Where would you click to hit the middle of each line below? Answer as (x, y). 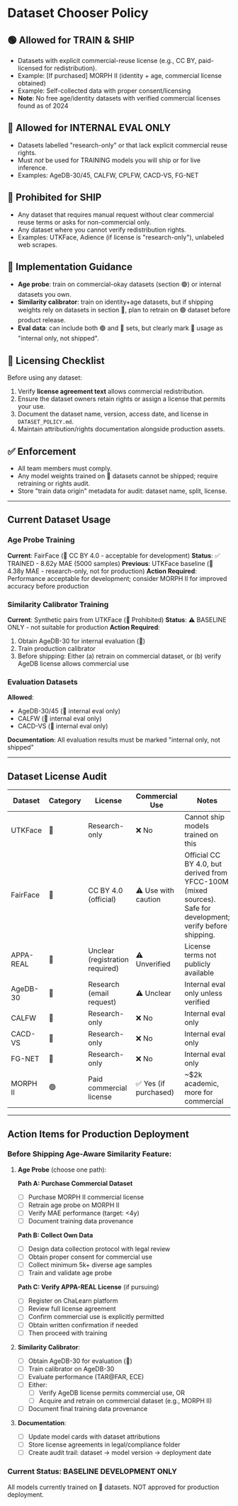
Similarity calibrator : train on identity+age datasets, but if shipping (115, 302)
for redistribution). (71, 68)
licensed (30, 68)
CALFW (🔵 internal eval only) (59, 719)
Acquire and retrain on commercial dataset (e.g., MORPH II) (125, 1400)
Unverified (153, 964)
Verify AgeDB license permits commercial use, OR (112, 1393)
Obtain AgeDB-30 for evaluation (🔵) (80, 1361)
